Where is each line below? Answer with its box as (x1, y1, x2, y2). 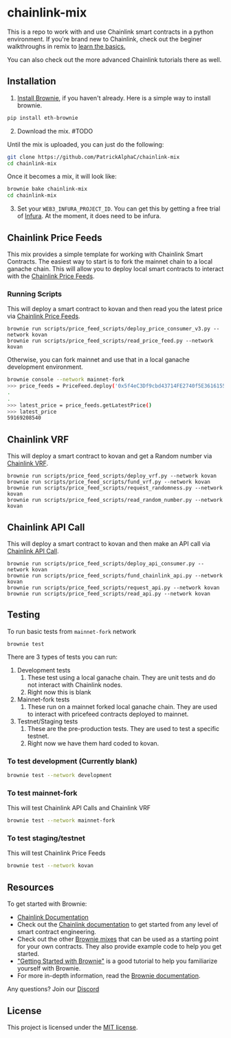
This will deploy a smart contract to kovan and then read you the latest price (7, 305, 223, 313)
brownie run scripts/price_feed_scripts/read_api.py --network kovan (7, 590, 211, 597)
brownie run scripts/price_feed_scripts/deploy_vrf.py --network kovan (7, 473, 217, 480)
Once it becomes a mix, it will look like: (7, 172, 117, 180)
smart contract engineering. (16, 928, 96, 936)
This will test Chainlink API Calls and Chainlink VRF (7, 804, 151, 812)
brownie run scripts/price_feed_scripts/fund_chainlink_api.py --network (7, 572, 223, 579)
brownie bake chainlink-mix (7, 186, 88, 193)
